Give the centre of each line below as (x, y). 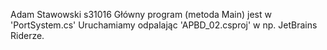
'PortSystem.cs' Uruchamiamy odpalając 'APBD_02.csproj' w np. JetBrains (164, 25)
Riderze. (27, 35)
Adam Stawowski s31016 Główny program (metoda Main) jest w (141, 14)
